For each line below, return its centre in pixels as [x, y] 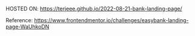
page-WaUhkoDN [27, 27]
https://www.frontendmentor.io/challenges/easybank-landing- [111, 20]
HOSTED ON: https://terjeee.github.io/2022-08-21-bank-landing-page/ [94, 9]
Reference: [19, 20]
